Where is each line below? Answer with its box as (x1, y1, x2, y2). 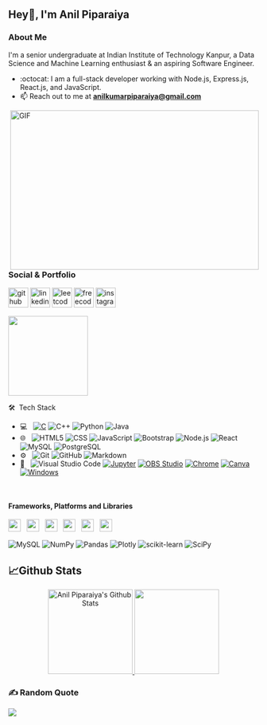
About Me (8, 32, 48, 43)
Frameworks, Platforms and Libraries (8, 501, 133, 511)
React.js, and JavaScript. (19, 82, 102, 92)
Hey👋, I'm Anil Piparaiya (8, 8, 130, 22)
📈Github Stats (8, 563, 82, 578)
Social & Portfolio (8, 268, 76, 280)
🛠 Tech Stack (8, 403, 56, 413)
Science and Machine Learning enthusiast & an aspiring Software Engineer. (8, 58, 255, 68)
